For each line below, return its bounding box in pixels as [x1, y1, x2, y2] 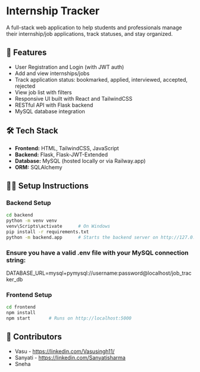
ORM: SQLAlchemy [14, 163, 62, 170]
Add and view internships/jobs [14, 70, 90, 77]
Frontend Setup [6, 290, 52, 299]
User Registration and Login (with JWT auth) [14, 63, 124, 70]
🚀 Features [6, 48, 47, 58]
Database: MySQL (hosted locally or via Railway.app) [14, 157, 146, 165]
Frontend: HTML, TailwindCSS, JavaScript [14, 144, 119, 151]
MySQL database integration [14, 107, 85, 114]
